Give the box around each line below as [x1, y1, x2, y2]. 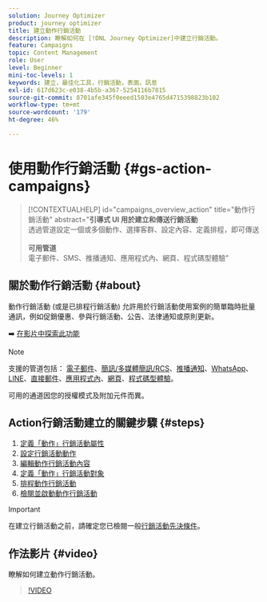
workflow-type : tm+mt [8, 101, 81, 109]
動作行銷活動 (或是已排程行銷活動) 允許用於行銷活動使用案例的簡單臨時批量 [8, 301, 256, 311]
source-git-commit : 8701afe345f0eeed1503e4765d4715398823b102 [8, 94, 220, 102]
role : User [8, 57, 45, 65]
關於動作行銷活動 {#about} [8, 279, 141, 293]
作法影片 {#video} [8, 547, 98, 560]
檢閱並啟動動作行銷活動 [19, 488, 98, 498]
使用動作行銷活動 [8, 160, 122, 178]
